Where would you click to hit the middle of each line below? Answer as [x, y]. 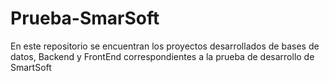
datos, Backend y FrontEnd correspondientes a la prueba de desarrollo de [162, 56]
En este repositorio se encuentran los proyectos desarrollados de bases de [165, 46]
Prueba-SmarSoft [85, 18]
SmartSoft [31, 67]
